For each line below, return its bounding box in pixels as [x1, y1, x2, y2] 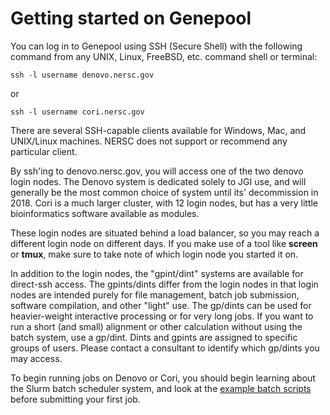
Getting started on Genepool [10, 7, 252, 30]
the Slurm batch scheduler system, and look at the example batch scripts [10, 382, 312, 394]
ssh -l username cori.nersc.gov [10, 107, 145, 117]
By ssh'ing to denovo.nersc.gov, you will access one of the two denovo [10, 165, 304, 177]
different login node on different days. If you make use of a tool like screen [10, 237, 318, 249]
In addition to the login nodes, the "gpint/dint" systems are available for [10, 267, 304, 279]
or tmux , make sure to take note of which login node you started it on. [10, 248, 299, 260]
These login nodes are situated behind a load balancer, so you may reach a [10, 227, 320, 239]
